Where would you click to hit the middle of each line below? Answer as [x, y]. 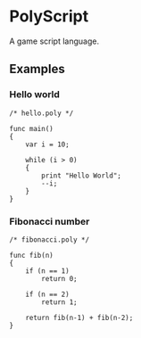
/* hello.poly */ [41, 113]
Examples [37, 69]
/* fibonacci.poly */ [50, 239]
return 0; [59, 278]
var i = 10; [47, 144]
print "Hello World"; [82, 176]
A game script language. [54, 41]
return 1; [59, 302]
